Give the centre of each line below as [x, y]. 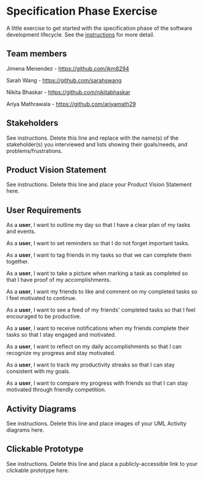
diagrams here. [25, 430]
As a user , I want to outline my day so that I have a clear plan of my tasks [98, 225]
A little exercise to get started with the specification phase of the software [99, 28]
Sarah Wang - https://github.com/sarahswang [64, 80]
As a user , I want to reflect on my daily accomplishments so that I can [94, 346]
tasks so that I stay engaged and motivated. [61, 335]
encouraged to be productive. [44, 317]
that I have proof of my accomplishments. [59, 280]
